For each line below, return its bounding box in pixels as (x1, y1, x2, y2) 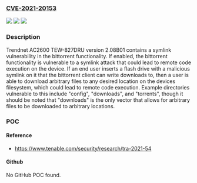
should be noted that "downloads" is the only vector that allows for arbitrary (6, 96, 190, 104)
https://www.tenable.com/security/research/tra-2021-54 (14, 145, 152, 152)
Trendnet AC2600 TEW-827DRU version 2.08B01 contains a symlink (6, 46, 172, 54)
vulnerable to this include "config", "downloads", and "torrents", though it (6, 90, 183, 97)
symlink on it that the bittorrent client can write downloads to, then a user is (6, 71, 189, 78)
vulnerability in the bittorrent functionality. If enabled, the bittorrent (6, 52, 168, 59)
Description (6, 33, 41, 41)
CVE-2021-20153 (6, 4, 57, 12)
